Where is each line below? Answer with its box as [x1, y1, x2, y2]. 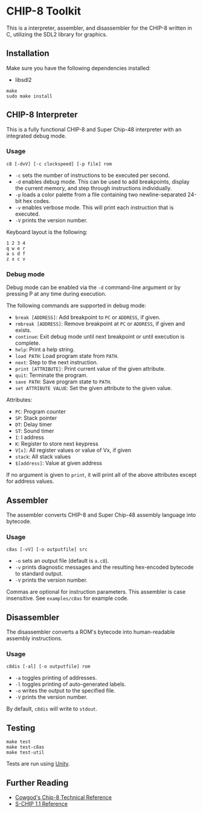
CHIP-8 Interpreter [6, 110, 78, 120]
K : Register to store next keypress [14, 440, 98, 448]
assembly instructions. [6, 635, 63, 642]
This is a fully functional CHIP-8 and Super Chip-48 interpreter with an [6, 125, 182, 133]
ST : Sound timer [14, 427, 54, 434]
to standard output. [14, 570, 63, 577]
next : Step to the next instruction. [14, 359, 98, 366]
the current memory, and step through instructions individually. [14, 184, 172, 191]
